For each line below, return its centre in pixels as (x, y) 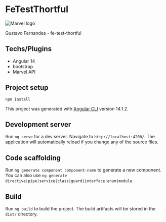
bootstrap (23, 66)
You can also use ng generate (36, 176)
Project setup (27, 88)
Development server (38, 124)
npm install (18, 99)
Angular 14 (24, 61)
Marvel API (24, 72)
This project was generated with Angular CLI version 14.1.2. (67, 108)
